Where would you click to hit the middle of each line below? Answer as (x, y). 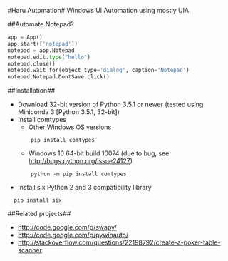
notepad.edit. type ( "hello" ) (49, 57)
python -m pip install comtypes (79, 174)
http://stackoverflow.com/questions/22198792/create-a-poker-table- (119, 242)
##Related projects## (39, 214)
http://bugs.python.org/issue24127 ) (81, 161)
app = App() (25, 37)
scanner (30, 250)
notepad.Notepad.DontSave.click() (59, 77)
